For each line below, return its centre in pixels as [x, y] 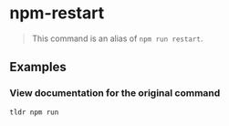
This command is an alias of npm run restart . [117, 38]
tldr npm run [34, 112]
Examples [38, 67]
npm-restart [57, 13]
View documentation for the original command [115, 93]
